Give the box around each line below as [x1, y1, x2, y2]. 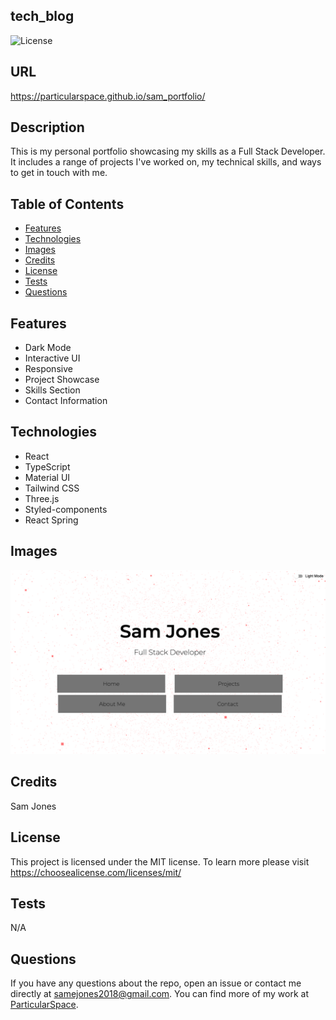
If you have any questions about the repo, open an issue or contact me [10, 977, 302, 989]
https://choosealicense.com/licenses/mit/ [10, 866, 182, 878]
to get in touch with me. [10, 167, 108, 179]
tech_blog [10, 8, 75, 25]
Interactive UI [24, 352, 81, 364]
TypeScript [24, 460, 71, 473]
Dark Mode [24, 342, 72, 354]
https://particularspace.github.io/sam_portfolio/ [10, 90, 206, 102]
